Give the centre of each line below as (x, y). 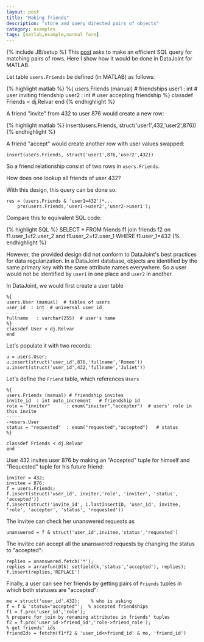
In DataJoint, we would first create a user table (65, 286)
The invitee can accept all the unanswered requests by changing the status (100, 544)
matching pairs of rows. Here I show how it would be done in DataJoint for (100, 59)
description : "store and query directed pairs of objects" (83, 23)
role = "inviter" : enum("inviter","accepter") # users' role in (99, 406)
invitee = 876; (26, 483)
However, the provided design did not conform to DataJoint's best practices (101, 255)
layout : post (23, 12)
